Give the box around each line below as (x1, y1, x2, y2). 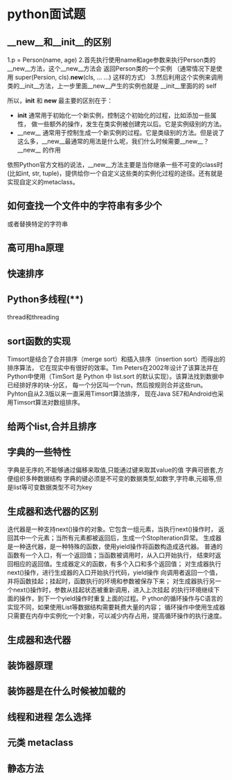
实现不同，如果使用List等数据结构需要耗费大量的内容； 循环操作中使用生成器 (7, 603, 226, 612)
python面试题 (7, 6, 86, 22)
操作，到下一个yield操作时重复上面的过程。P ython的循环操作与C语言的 (19, 594, 224, 603)
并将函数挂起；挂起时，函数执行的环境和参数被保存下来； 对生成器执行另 (7, 577, 215, 585)
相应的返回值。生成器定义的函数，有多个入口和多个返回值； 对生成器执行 (12, 560, 222, 568)
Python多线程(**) (7, 293, 84, 305)
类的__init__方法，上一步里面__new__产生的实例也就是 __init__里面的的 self (7, 82, 217, 90)
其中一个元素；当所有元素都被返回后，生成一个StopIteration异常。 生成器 (12, 534, 222, 542)
